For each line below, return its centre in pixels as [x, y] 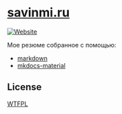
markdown [32, 58]
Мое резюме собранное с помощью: [62, 45]
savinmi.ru [39, 13]
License [24, 87]
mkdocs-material [41, 65]
